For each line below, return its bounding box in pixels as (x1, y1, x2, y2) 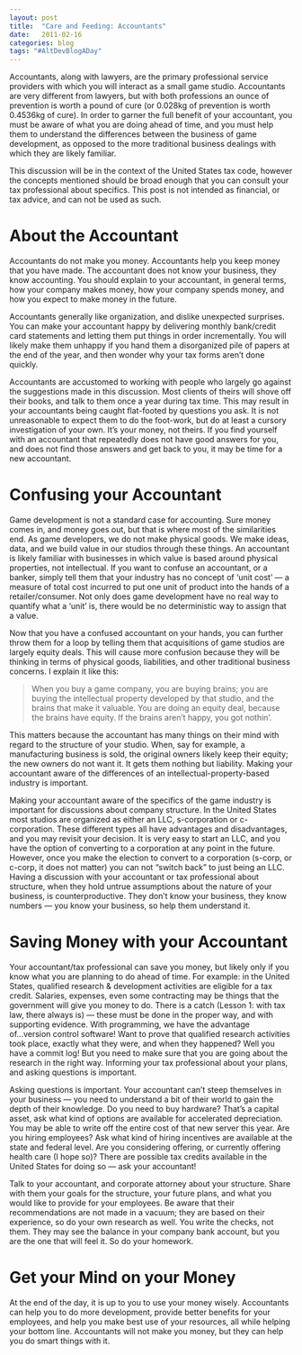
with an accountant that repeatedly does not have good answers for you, (9, 434, 279, 445)
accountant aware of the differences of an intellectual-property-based (9, 768, 270, 778)
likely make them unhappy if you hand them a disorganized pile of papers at (9, 340, 290, 351)
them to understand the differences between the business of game (9, 129, 258, 140)
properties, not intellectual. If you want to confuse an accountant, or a (9, 562, 268, 573)
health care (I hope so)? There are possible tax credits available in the (9, 1150, 268, 1162)
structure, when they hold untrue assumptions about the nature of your (9, 881, 272, 892)
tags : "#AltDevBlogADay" (9, 47, 102, 56)
